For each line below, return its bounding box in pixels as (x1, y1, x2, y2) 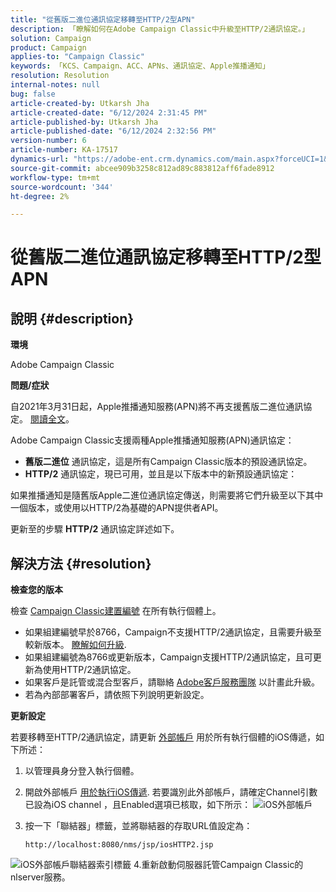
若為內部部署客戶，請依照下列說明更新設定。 (24, 689, 210, 701)
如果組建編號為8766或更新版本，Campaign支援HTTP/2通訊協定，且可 (24, 651, 313, 663)
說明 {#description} (10, 310, 135, 327)
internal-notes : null (10, 80, 101, 90)
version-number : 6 (10, 136, 87, 146)
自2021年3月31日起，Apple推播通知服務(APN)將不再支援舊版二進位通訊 (10, 401, 304, 413)
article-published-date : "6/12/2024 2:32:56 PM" (10, 126, 217, 136)
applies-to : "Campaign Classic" (10, 52, 145, 62)
